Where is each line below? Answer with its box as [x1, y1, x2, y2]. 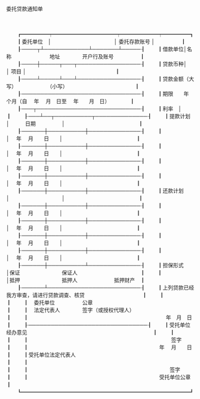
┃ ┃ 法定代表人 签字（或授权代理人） [6, 307, 133, 313]
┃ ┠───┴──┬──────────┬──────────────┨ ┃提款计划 [6, 113, 191, 119]
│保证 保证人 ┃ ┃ [6, 269, 163, 276]
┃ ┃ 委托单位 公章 [6, 299, 93, 306]
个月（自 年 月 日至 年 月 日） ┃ [6, 98, 136, 104]
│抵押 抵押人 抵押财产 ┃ [6, 277, 146, 283]
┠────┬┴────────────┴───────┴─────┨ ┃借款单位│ [16, 45, 187, 52]
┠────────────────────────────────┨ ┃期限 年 [16, 90, 189, 97]
